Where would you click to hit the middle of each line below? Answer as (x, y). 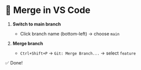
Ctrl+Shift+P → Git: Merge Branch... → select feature (78, 53)
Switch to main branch (37, 24)
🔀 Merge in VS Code (48, 10)
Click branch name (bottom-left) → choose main (70, 33)
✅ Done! (14, 62)
